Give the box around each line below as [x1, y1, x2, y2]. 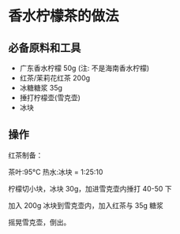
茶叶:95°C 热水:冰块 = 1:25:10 [8, 167, 103, 176]
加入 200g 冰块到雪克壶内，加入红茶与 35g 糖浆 [8, 200, 164, 210]
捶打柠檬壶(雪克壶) [19, 93, 81, 102]
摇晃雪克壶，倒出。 [8, 217, 71, 227]
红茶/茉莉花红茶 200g [19, 73, 91, 83]
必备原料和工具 [8, 41, 81, 54]
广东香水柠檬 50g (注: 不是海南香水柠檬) [19, 64, 150, 72]
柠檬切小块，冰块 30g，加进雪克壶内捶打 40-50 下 [8, 184, 172, 193]
